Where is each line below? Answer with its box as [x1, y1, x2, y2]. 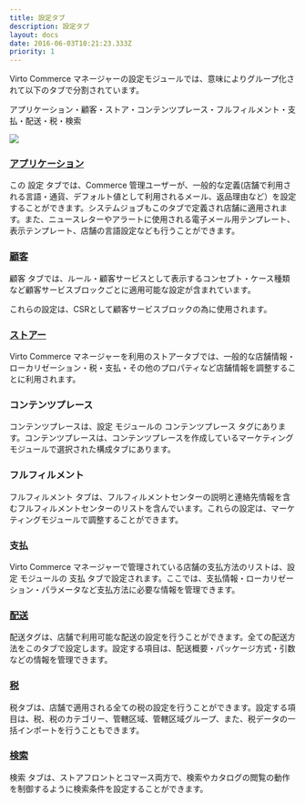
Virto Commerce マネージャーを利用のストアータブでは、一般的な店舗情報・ [9, 351, 296, 362]
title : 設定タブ [9, 13, 66, 23]
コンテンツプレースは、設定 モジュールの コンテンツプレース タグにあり [9, 421, 279, 432]
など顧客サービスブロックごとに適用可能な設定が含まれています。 [9, 284, 257, 295]
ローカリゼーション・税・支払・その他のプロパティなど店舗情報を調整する [9, 362, 289, 373]
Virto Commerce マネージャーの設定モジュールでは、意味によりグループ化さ [9, 74, 295, 85]
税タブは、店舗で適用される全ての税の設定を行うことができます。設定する [9, 702, 289, 713]
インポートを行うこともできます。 [16, 725, 145, 736]
